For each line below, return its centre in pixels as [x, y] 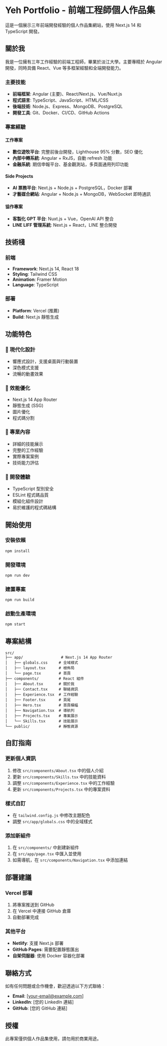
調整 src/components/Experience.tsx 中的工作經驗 [64, 783]
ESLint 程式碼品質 [30, 495]
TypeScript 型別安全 [33, 489]
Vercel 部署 [19, 893]
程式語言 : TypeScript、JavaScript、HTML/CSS [60, 100]
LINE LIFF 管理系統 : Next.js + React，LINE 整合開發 [65, 225]
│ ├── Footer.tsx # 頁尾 [38, 700]
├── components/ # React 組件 [45, 679]
